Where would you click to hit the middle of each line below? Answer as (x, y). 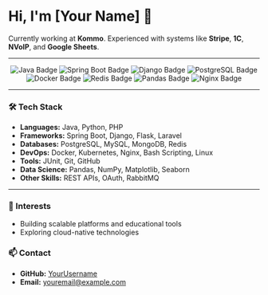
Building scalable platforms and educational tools (100, 223)
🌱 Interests (30, 206)
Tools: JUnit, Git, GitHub (60, 161)
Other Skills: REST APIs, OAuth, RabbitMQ (89, 178)
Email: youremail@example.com (73, 281)
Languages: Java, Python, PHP (71, 128)
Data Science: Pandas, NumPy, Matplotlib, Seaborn (104, 170)
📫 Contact (30, 253)
